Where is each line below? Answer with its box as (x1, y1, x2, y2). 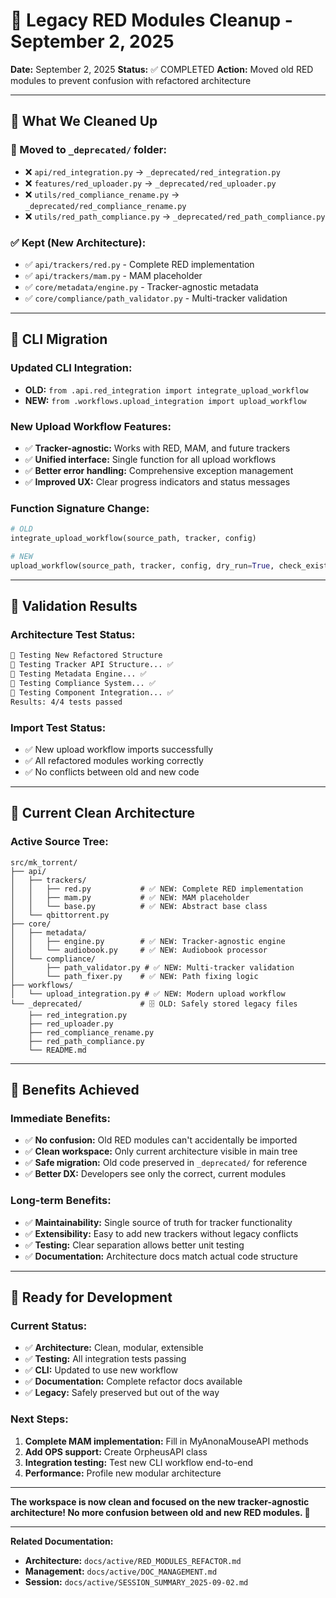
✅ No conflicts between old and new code (24, 765, 200, 778)
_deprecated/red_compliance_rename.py (24, 201, 187, 211)
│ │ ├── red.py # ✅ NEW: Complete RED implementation (10, 884, 304, 894)
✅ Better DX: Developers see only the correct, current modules (24, 1168, 287, 1180)
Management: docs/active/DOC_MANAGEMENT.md (24, 1565, 218, 1577)
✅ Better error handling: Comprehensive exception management (24, 464, 294, 476)
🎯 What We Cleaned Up (10, 113, 158, 130)
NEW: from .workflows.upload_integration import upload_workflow (24, 394, 307, 406)
